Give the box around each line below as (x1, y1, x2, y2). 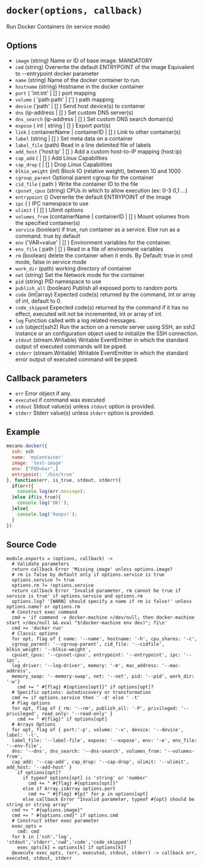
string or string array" (6, 802, 69, 808)
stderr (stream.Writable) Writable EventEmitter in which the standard (15, 349, 189, 356)
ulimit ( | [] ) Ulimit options (15, 206, 83, 213)
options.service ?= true (12, 577, 75, 583)
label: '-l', (6, 732, 40, 739)
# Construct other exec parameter (12, 818, 99, 824)
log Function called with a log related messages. (15, 317, 137, 324)
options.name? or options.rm (6, 604, 80, 610)
